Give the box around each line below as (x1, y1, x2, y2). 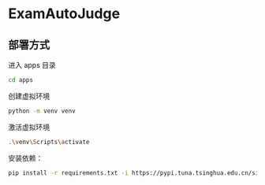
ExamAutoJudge (8, 5, 121, 23)
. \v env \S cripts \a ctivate (8, 138, 90, 146)
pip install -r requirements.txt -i (8, 168, 129, 177)
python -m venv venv (8, 107, 77, 115)
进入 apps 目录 (8, 61, 57, 69)
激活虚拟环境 (8, 122, 50, 131)
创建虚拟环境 (8, 91, 50, 101)
